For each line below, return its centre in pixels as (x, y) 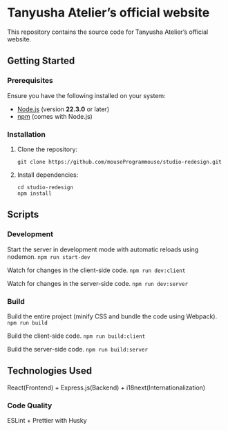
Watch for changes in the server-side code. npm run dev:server (98, 283)
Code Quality (30, 405)
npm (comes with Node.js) (55, 116)
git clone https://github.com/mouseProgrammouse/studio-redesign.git (120, 162)
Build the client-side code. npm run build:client (76, 336)
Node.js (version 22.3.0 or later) (63, 109)
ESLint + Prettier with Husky (47, 421)
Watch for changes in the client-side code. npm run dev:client (96, 270)
